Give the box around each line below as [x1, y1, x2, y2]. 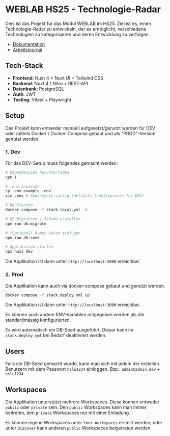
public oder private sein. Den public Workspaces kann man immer [5, 404, 147, 411]
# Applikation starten [5, 244, 53, 249]
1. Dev [5, 148, 20, 156]
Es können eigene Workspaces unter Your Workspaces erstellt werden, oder [5, 420, 163, 426]
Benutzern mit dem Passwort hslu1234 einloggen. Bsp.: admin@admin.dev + [5, 366, 160, 372]
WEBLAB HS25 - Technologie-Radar [5, 4, 161, 15]
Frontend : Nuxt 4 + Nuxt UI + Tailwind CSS [12, 75, 103, 81]
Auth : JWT [12, 91, 36, 97]
